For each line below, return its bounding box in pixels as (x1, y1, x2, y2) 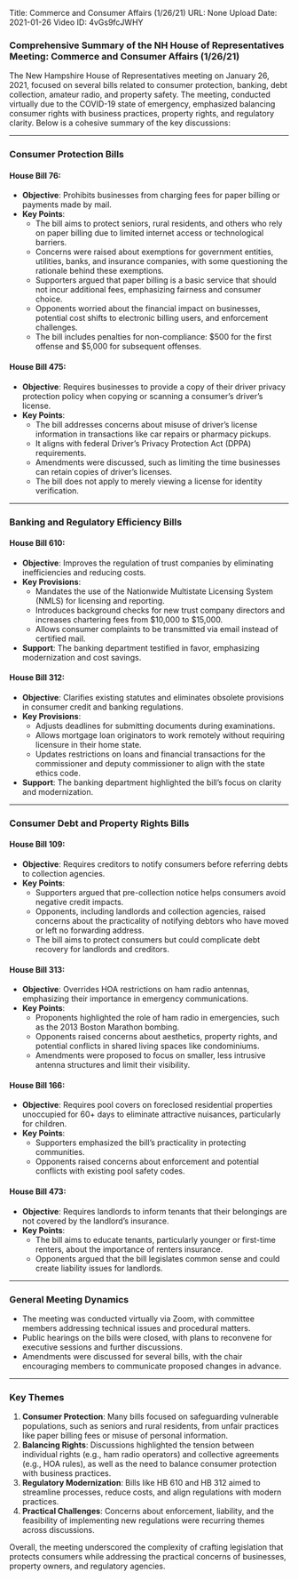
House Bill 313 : (9, 964, 66, 974)
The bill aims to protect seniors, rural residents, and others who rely (35, 218, 283, 229)
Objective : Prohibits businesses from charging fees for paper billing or (21, 190, 280, 201)
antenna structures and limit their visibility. (35, 1060, 191, 1071)
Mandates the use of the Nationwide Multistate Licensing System (35, 586, 273, 597)
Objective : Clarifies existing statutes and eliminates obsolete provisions (21, 692, 285, 702)
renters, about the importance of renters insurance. (35, 1244, 223, 1255)
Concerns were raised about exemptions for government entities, (35, 246, 274, 257)
